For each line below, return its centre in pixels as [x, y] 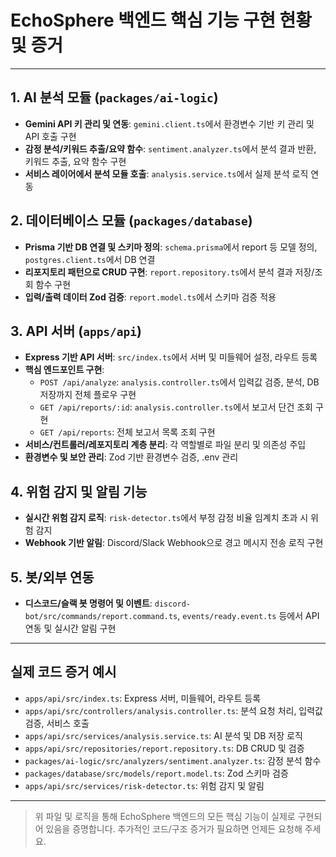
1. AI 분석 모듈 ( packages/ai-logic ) [114, 97]
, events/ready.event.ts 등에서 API [248, 615]
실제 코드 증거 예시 [63, 672]
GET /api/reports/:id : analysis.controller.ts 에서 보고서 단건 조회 [176, 407]
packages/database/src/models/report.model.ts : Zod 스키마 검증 [156, 773]
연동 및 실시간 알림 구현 [70, 628]
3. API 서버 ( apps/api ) [76, 331]
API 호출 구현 [50, 136]
